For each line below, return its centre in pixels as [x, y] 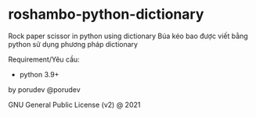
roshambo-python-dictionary [106, 14]
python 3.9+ [39, 74]
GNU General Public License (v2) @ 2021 [74, 105]
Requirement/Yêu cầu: [44, 59]
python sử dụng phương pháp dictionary [73, 44]
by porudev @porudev [44, 89]
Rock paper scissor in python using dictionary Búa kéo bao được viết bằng [128, 36]
